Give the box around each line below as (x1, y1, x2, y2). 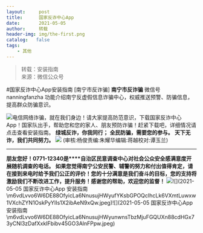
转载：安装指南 (21, 65, 59, 72)
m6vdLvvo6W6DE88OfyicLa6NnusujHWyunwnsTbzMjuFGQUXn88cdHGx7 (8, 213, 195, 220)
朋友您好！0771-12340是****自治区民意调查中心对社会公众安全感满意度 (6, 155, 187, 162)
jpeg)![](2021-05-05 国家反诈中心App (99, 199, 193, 206)
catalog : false (6, 37, 50, 43)
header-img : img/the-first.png (6, 31, 85, 37)
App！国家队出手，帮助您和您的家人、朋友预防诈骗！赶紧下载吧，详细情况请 (6, 121, 196, 129)
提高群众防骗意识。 (6, 101, 54, 108)
